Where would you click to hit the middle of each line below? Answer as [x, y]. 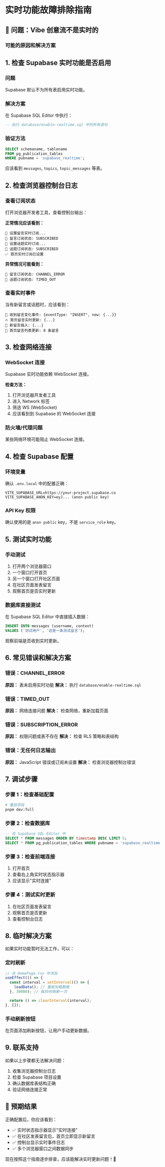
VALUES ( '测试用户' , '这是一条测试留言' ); [45, 631]
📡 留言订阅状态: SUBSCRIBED [32, 238]
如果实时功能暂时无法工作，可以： [40, 949]
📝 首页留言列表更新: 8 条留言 [32, 331]
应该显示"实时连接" [32, 881]
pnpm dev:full [20, 810]
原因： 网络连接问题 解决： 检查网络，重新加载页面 [57, 711]
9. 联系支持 [22, 1048]
